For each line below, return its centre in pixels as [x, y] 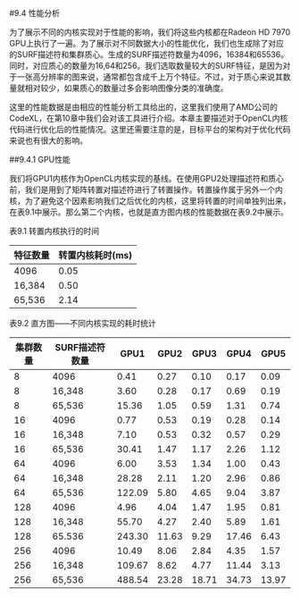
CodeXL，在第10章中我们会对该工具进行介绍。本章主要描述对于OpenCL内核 [149, 118]
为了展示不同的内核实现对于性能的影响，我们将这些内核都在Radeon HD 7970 [150, 32]
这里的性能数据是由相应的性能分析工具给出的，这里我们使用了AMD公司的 [144, 107]
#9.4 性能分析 [35, 13]
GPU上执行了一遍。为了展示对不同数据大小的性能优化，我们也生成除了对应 [146, 43]
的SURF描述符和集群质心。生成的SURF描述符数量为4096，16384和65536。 [149, 55]
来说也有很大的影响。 [48, 140]
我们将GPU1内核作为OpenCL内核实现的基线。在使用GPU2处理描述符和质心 [146, 178]
